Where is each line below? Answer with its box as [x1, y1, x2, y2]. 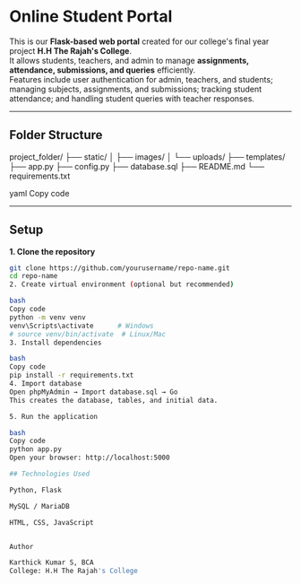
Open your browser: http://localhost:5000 [9, 453, 170, 463]
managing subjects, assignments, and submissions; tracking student [9, 83, 262, 94]
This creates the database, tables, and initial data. [9, 396, 219, 405]
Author [9, 542, 34, 551]
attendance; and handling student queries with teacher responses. [9, 92, 255, 104]
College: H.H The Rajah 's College [9, 567, 139, 576]
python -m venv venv [9, 312, 87, 322]
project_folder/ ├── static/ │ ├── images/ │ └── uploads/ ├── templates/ [9, 151, 286, 162]
